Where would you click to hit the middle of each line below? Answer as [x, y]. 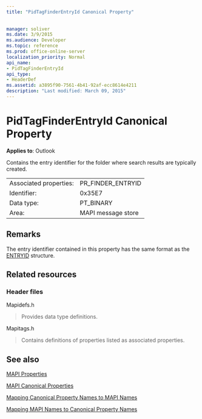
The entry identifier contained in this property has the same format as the [98, 249]
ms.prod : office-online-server [46, 52]
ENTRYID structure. [31, 255]
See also [23, 359]
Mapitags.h [20, 329]
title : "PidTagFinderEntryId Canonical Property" [70, 12]
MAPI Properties [27, 374]
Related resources [42, 275]
